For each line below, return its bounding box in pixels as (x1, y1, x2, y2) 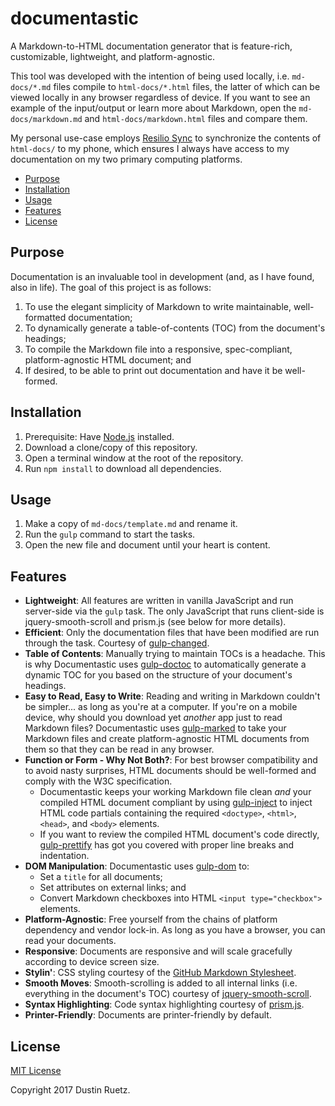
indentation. (39, 850, 90, 862)
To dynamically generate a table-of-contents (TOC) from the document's (24, 322, 326, 334)
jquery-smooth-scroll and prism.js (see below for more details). (24, 616, 287, 628)
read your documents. (24, 935, 117, 947)
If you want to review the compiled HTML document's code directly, (39, 828, 320, 841)
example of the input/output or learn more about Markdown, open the (10, 102, 297, 114)
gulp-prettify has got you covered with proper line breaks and (39, 839, 295, 851)
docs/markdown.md (10, 114, 83, 124)
